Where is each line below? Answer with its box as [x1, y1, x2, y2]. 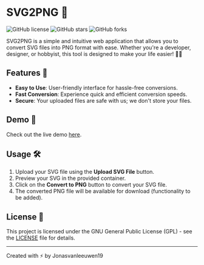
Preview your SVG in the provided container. [15, 174, 126, 182]
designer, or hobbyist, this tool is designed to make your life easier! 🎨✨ [6, 50, 183, 57]
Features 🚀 [6, 68, 48, 78]
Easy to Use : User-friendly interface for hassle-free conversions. [15, 84, 178, 91]
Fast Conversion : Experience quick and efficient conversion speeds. [15, 91, 188, 98]
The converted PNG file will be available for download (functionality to [15, 188, 191, 195]
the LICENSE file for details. [6, 234, 76, 242]
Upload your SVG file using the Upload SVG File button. [15, 168, 155, 176]
